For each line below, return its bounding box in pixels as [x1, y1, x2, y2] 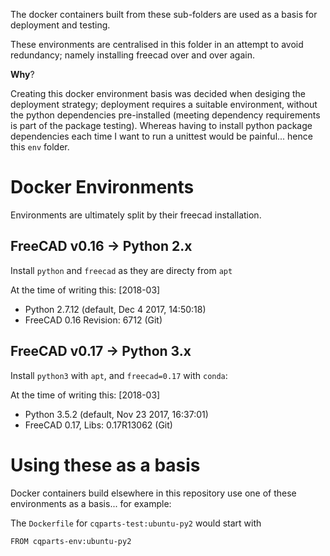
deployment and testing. [10, 19, 111, 31]
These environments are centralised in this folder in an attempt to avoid [10, 39, 304, 50]
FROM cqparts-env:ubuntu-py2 [10, 536, 132, 546]
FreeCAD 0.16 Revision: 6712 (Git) [24, 314, 163, 326]
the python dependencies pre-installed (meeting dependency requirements [10, 109, 321, 121]
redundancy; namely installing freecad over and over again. [10, 49, 256, 61]
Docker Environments [10, 176, 195, 199]
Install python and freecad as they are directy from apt [10, 264, 233, 276]
